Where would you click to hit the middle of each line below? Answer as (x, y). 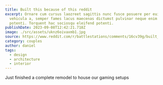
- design (18, 55)
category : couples (24, 41)
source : (13, 37)
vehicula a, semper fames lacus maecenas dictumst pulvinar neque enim (83, 18)
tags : (10, 50)
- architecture (25, 59)
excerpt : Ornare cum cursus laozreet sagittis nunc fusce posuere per (78, 14)
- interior (20, 64)
